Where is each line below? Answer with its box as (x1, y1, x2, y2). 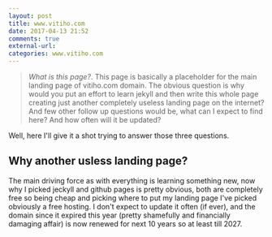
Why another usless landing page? (8, 154, 188, 168)
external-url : (8, 42, 57, 50)
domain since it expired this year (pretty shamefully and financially (8, 210, 231, 220)
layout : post (8, 11, 53, 20)
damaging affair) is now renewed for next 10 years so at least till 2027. (8, 218, 243, 228)
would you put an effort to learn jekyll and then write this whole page (28, 89, 259, 98)
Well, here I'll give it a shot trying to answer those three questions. (8, 131, 230, 140)
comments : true (8, 34, 60, 43)
